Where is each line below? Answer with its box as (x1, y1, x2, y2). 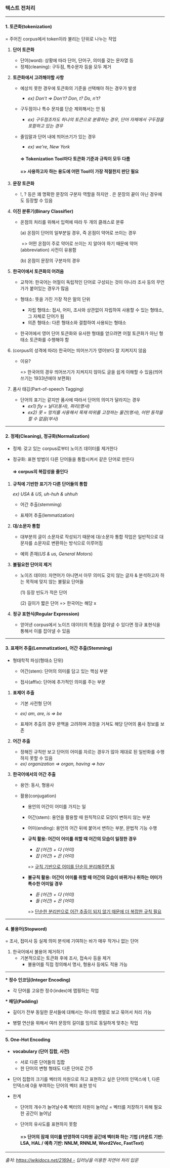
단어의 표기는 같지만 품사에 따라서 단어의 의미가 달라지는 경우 (20, 397, 141, 403)
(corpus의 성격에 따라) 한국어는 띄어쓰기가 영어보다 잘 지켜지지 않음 (12, 348, 147, 354)
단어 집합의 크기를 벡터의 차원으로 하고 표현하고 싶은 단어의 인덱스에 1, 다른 (12, 1076, 160, 1082)
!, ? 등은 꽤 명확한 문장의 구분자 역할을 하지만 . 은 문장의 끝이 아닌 (20, 191, 149, 197)
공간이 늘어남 (25, 1110, 52, 1116)
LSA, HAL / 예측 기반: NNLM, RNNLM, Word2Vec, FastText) (20, 1140, 144, 1146)
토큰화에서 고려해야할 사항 (12, 74, 64, 80)
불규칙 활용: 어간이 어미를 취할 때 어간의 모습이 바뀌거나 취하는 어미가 (27, 874, 162, 880)
